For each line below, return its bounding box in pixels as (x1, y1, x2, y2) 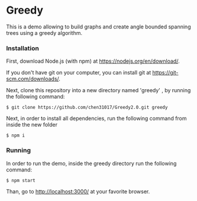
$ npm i (6, 132, 25, 139)
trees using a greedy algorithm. (6, 29, 83, 36)
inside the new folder (6, 121, 58, 128)
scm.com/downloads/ (6, 75, 59, 83)
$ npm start (6, 177, 35, 183)
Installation (6, 44, 40, 52)
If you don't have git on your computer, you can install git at (6, 69, 151, 76)
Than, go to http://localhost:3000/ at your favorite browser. (6, 187, 150, 195)
